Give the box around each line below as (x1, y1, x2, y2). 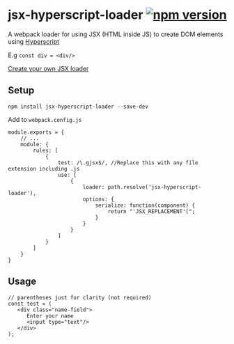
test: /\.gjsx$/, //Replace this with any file (57, 159, 198, 166)
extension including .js (8, 165, 80, 172)
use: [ (57, 171, 77, 178)
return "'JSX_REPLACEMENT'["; (107, 208, 196, 215)
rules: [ (33, 147, 58, 154)
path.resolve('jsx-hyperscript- (107, 183, 201, 191)
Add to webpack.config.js (8, 115, 82, 123)
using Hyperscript (8, 37, 60, 45)
